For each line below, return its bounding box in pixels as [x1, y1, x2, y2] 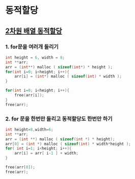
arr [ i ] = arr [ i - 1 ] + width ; [14, 151, 79, 156]
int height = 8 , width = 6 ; [5, 127, 53, 132]
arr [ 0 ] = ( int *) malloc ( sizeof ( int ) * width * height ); [5, 141, 131, 146]
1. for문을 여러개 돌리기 [5, 43, 59, 50]
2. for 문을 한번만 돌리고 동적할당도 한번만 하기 [5, 115, 113, 122]
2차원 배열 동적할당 [5, 27, 62, 35]
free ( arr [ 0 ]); [5, 165, 36, 170]
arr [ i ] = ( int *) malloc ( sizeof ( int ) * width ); [14, 74, 122, 79]
